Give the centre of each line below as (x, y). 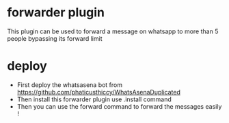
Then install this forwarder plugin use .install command (94, 99)
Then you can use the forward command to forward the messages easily (119, 106)
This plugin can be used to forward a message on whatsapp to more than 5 (113, 31)
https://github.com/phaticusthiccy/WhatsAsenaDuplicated (99, 92)
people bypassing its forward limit (55, 38)
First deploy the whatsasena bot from (70, 85)
